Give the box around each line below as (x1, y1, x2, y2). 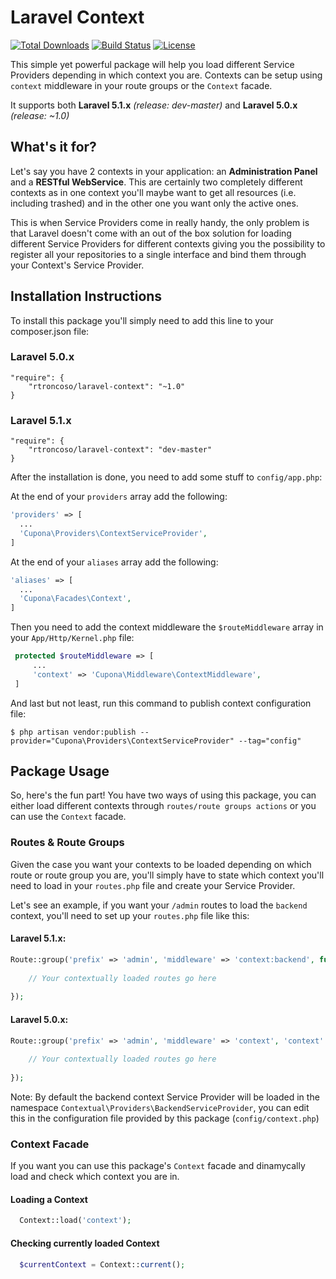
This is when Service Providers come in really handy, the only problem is (10, 216, 310, 228)
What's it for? (10, 139, 97, 156)
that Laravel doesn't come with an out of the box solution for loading (10, 227, 292, 239)
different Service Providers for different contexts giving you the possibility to (10, 237, 326, 250)
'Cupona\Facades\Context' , (19, 594, 132, 604)
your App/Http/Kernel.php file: (10, 632, 135, 644)
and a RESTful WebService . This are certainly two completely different (10, 176, 303, 188)
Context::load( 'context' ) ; (19, 1216, 132, 1226)
